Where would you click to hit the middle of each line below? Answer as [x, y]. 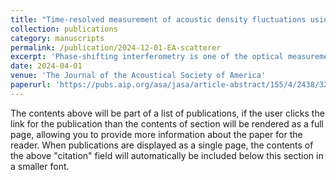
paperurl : [31, 85]
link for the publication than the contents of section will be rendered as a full [167, 123]
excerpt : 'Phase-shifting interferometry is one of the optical [147, 57]
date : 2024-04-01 [46, 66]
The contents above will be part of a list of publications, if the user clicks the [167, 113]
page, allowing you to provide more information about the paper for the [156, 134]
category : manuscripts [57, 38]
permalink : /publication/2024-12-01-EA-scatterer [116, 47]
